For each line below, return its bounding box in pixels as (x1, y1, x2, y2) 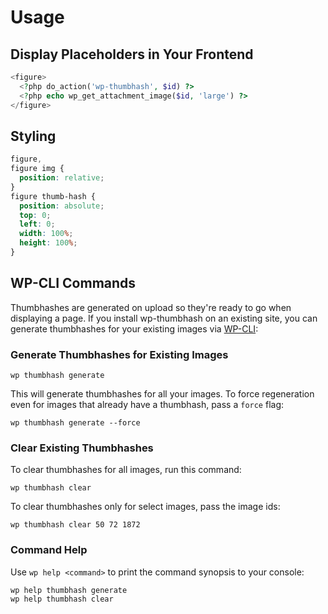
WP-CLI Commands (10, 275, 137, 292)
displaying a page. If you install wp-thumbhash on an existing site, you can (10, 312, 318, 324)
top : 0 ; (19, 210, 52, 220)
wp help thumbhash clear (10, 594, 114, 604)
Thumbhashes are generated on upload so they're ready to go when (10, 301, 292, 313)
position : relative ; (19, 173, 105, 183)
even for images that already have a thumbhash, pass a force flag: (10, 399, 285, 411)
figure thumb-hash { (10, 191, 97, 201)
